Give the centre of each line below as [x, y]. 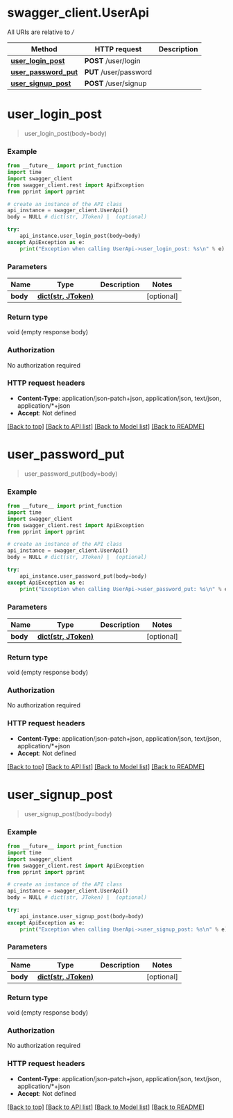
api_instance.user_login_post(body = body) [80, 236]
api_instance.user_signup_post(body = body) [82, 916]
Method [44, 49]
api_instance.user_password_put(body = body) [84, 576]
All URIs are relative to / [41, 32]
